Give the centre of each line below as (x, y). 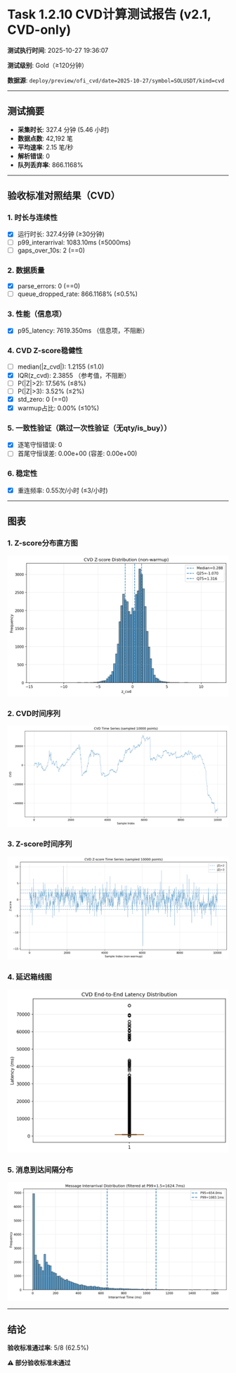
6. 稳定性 (22, 474)
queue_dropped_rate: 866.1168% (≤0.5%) (78, 294)
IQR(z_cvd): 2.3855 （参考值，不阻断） (74, 375)
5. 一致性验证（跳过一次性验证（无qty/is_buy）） (89, 428)
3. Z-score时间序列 (40, 844)
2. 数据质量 (26, 270)
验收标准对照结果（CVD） (64, 196)
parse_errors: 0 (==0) (49, 285)
